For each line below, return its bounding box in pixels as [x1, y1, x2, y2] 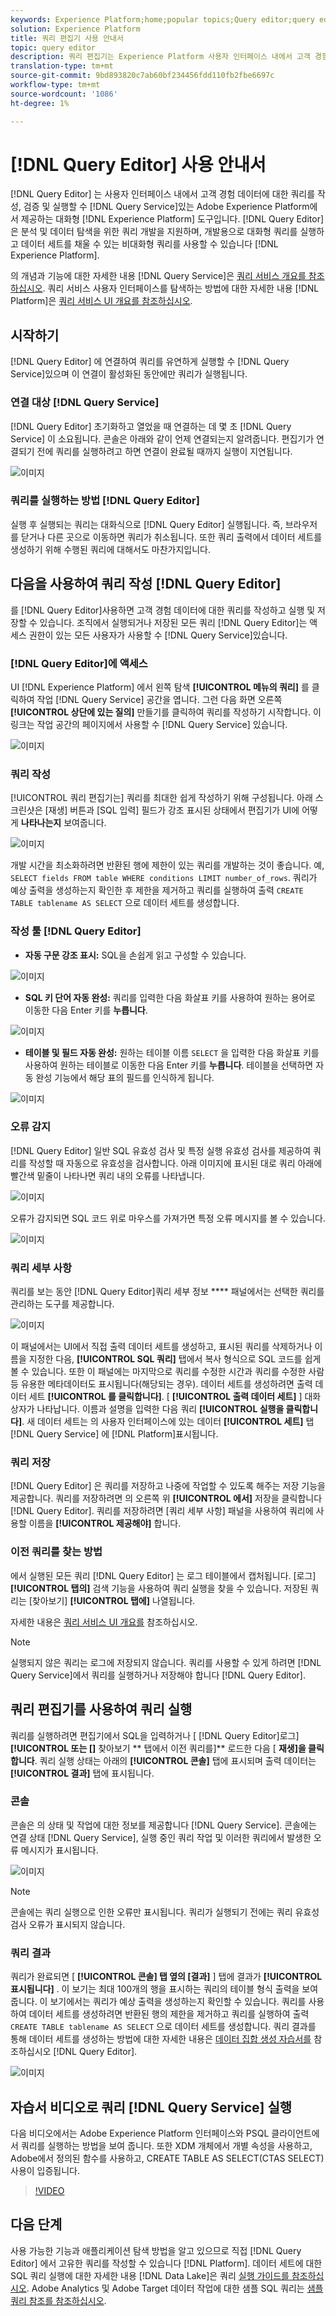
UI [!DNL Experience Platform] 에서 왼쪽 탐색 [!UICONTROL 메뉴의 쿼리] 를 [10, 681, 310, 693]
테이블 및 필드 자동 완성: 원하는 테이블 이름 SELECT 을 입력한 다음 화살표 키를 [24, 1046, 320, 1058]
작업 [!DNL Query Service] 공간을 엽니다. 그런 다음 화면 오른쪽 [36, 693, 283, 705]
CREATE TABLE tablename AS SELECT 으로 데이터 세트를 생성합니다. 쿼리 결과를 [10, 2021, 317, 2033]
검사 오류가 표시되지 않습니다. [10, 1918, 126, 1930]
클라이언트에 [271, 2127, 320, 2139]
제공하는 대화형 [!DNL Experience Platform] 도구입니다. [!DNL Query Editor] [20, 213, 325, 225]
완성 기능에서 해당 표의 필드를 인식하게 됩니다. [35, 1071, 215, 1083]
